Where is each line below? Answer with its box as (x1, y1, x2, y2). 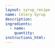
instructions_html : (5, 35, 46, 40)
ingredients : (5, 21, 32, 26)
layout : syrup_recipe (5, 7, 50, 12)
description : (5, 16, 32, 21)
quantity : (14, 30, 35, 35)
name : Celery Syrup (5, 12, 46, 17)
